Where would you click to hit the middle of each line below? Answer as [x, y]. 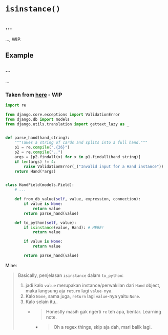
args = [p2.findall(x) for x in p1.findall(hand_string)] [78, 157]
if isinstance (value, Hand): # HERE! [64, 228]
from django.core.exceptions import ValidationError [63, 115]
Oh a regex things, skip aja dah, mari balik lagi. [103, 327]
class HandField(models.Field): [40, 185]
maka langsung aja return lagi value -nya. [69, 291]
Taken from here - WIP [34, 95]
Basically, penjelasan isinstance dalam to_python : [71, 275]
